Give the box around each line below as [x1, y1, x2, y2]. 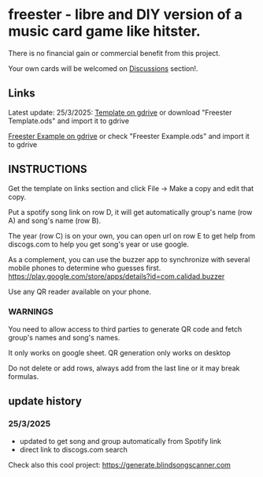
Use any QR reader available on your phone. [8, 287, 152, 296]
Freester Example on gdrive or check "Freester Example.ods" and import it [8, 131, 250, 141]
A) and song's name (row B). [8, 216, 101, 225]
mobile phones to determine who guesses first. [8, 263, 161, 272]
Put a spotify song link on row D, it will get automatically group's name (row [8, 207, 253, 216]
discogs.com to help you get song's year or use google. [8, 239, 189, 249]
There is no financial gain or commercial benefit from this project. [8, 48, 220, 58]
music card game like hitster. [8, 22, 201, 40]
